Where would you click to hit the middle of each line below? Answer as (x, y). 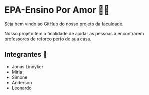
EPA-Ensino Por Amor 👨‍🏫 (57, 10)
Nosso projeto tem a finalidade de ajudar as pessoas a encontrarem (74, 33)
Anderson (22, 82)
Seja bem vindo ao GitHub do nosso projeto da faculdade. (64, 24)
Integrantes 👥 (26, 55)
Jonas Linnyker (28, 66)
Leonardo (22, 88)
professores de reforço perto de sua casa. (48, 39)
